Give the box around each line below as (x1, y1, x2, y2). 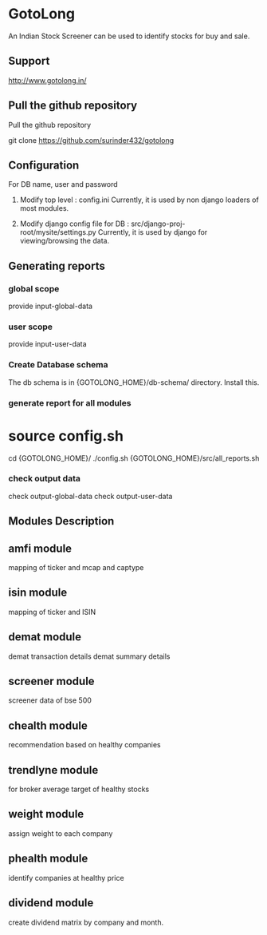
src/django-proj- (131, 219, 186, 228)
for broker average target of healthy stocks (8, 784, 150, 794)
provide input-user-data (8, 339, 87, 349)
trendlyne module (8, 763, 99, 777)
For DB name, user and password (8, 180, 118, 189)
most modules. (19, 204, 69, 213)
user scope (8, 321, 53, 332)
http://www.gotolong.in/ (8, 75, 87, 85)
